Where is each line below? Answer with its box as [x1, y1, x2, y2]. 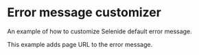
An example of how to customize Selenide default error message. [7, 27, 192, 35]
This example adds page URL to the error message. [7, 40, 153, 48]
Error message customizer [7, 5, 161, 20]
